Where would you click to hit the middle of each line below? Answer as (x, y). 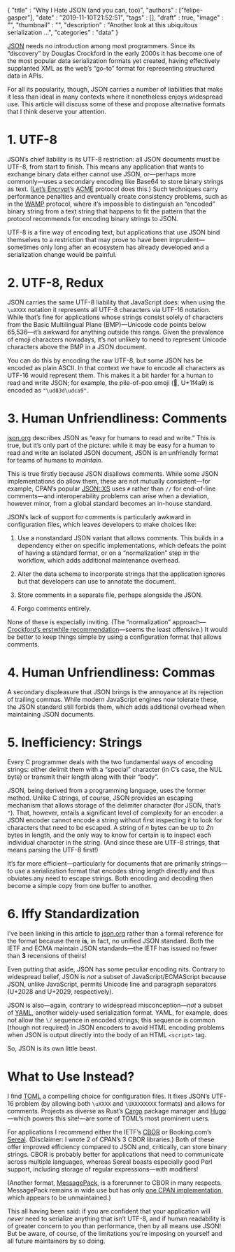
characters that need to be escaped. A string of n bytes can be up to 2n (111, 827)
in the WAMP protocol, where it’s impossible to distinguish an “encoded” (111, 204)
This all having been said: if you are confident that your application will (109, 1211)
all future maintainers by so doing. (56, 1241)
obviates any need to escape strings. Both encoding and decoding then (110, 878)
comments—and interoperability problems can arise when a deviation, (108, 495)
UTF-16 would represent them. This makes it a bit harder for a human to (111, 375)
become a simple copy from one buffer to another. (80, 885)
